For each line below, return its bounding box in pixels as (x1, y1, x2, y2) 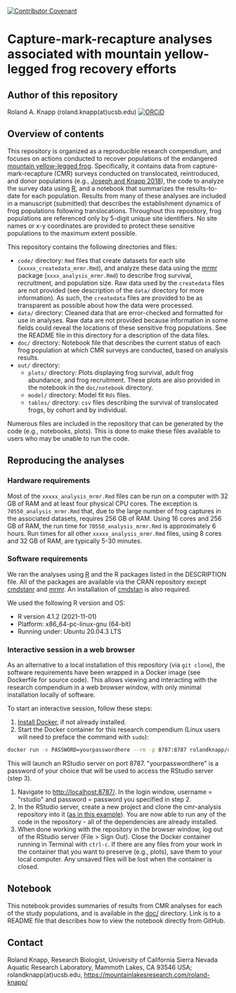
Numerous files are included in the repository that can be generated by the (7, 419, 223, 428)
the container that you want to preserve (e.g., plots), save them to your (17, 847, 223, 856)
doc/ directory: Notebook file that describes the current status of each (17, 338, 221, 347)
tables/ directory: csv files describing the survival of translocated (27, 398, 218, 406)
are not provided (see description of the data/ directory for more (17, 286, 205, 295)
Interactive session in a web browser (7, 644, 136, 654)
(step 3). (7, 774, 32, 782)
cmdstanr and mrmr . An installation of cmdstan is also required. (7, 584, 191, 594)
